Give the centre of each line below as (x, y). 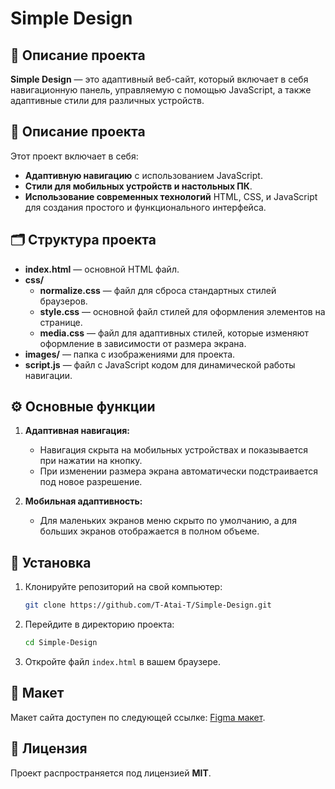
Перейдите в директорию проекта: (99, 624)
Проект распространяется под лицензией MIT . (111, 773)
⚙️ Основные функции (83, 407)
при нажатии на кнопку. (91, 461)
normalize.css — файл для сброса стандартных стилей (158, 290)
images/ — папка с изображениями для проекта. (130, 354)
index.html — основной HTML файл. (102, 269)
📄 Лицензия (49, 748)
